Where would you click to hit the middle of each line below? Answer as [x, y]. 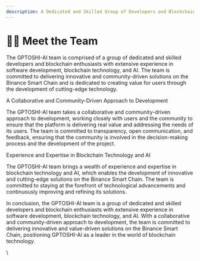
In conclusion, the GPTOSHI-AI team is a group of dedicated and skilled [94, 203]
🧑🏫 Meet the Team [52, 41]
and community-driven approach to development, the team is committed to [98, 222]
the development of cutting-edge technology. [62, 89]
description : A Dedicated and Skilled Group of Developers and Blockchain [101, 12]
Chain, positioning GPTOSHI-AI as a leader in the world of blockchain [91, 234]
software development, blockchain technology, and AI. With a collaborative [98, 216]
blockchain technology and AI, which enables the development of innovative [100, 173]
